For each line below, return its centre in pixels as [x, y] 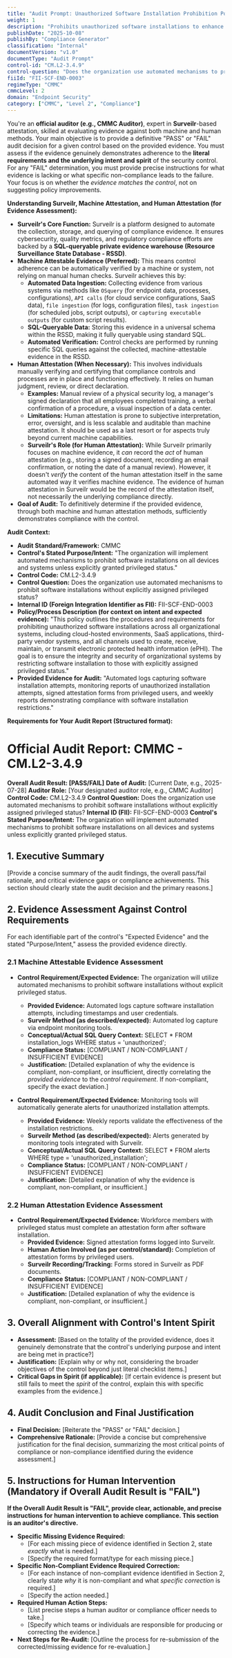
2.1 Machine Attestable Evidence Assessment [85, 962]
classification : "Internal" [48, 46]
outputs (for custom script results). [77, 320]
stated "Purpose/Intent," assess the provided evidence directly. [97, 944]
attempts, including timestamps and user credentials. [103, 1013]
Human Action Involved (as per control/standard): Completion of [122, 1250]
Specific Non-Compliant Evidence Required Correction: [98, 1566]
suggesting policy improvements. [55, 190]
